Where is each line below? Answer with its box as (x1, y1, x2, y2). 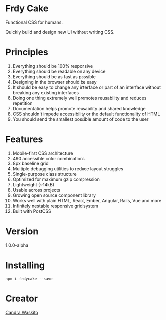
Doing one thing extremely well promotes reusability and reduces (12, 95, 147, 101)
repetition (12, 100, 33, 106)
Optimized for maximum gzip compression (12, 176, 100, 182)
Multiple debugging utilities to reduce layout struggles (12, 165, 124, 172)
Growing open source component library (12, 192, 96, 198)
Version (5, 226, 39, 237)
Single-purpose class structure (12, 171, 77, 177)
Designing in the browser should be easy (12, 79, 97, 85)
